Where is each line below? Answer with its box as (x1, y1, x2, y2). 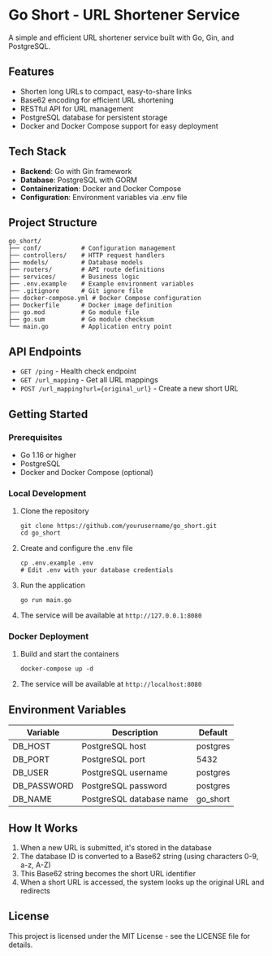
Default (198, 727, 228, 738)
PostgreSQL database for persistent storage (19, 112, 168, 122)
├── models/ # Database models (8, 259, 144, 267)
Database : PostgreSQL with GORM (19, 175, 138, 185)
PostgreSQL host (81, 740, 147, 752)
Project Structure (8, 216, 97, 229)
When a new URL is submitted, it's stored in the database (19, 843, 213, 853)
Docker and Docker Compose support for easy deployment (19, 120, 219, 131)
